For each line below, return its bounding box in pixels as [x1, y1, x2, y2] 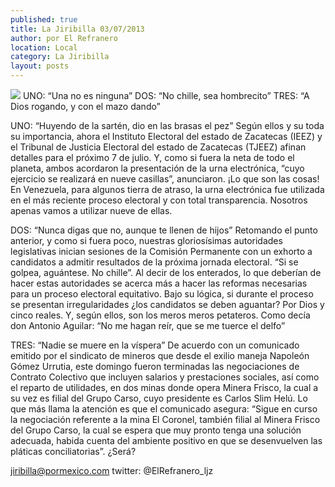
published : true [10, 14, 78, 25]
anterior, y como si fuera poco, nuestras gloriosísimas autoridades [10, 235, 283, 246]
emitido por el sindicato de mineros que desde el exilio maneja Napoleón [10, 350, 310, 361]
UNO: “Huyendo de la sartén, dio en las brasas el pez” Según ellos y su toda [10, 120, 325, 131]
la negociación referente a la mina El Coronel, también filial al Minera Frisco [10, 414, 321, 425]
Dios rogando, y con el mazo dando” [10, 101, 161, 112]
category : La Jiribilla [10, 52, 110, 62]
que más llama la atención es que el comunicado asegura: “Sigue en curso [10, 403, 318, 415]
